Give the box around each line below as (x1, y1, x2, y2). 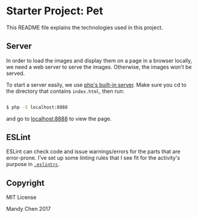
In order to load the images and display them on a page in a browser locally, (6, 57, 193, 64)
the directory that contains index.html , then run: (6, 88, 125, 95)
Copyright (6, 177, 45, 188)
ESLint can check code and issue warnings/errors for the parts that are (6, 148, 181, 155)
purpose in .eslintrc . (6, 161, 60, 168)
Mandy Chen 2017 (6, 205, 51, 213)
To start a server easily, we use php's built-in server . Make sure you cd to (6, 81, 187, 88)
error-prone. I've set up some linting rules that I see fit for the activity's (6, 154, 180, 161)
